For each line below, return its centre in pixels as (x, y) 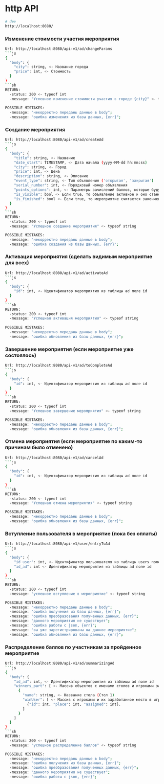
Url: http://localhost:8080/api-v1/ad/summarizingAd (60, 664)
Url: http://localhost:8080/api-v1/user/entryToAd (58, 544)
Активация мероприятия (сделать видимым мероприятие (79, 256)
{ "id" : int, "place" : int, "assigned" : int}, (74, 704)
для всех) (17, 263)
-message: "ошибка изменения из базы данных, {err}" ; (65, 117)
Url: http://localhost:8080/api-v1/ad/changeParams (59, 49)
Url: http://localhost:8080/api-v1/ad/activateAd (57, 273)
